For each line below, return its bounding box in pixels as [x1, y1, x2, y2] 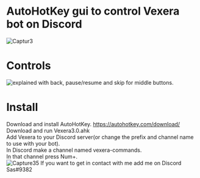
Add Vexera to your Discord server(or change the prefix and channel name [6, 133, 194, 141]
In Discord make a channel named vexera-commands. [6, 146, 142, 154]
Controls [6, 59, 51, 73]
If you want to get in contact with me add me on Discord [40, 159, 182, 166]
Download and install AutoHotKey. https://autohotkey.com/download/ [6, 120, 180, 127]
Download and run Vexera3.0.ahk [6, 127, 90, 134]
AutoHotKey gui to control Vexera [6, 4, 180, 18]
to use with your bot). [6, 140, 60, 147]
